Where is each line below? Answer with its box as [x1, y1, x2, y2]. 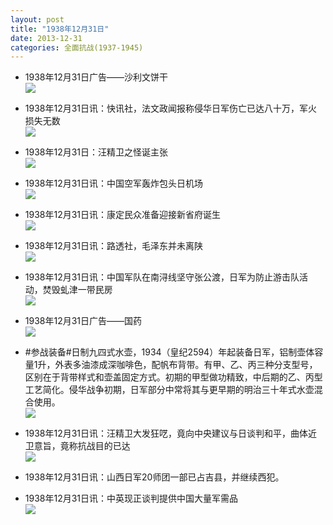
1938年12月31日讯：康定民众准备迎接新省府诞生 [24, 209, 222, 221]
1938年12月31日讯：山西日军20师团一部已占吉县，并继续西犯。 [24, 471, 285, 483]
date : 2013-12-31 [10, 33, 83, 43]
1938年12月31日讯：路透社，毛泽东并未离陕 [24, 240, 204, 252]
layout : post [10, 14, 65, 25]
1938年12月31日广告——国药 [24, 315, 143, 327]
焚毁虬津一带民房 [42, 284, 113, 296]
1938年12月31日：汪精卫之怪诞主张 [24, 146, 169, 158]
